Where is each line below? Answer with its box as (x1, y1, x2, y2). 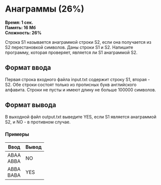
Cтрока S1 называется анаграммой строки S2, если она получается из (5, 39, 151, 45)
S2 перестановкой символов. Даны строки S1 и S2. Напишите (5, 44, 133, 50)
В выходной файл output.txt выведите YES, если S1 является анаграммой (5, 114, 157, 119)
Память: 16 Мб (5, 24, 36, 30)
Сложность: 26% (5, 30, 42, 35)
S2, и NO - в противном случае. (5, 119, 71, 125)
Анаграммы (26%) (5, 3, 85, 15)
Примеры (5, 131, 29, 138)
